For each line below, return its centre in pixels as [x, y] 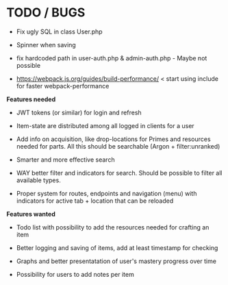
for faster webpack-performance [63, 86]
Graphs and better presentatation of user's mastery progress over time [116, 261]
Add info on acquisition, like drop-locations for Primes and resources [113, 139]
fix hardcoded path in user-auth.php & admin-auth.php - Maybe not [112, 58]
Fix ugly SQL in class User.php [60, 32]
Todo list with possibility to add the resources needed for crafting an [113, 227]
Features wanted [31, 214]
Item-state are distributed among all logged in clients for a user [105, 125]
